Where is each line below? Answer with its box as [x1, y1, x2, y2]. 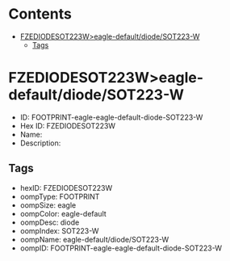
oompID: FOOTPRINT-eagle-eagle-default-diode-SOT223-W [19, 243, 222, 253]
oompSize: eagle [19, 200, 77, 210]
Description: [19, 138, 61, 148]
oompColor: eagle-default [19, 208, 107, 218]
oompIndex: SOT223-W [19, 225, 99, 235]
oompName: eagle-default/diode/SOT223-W [19, 234, 169, 244]
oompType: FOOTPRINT [19, 192, 100, 201]
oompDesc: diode [19, 217, 80, 227]
